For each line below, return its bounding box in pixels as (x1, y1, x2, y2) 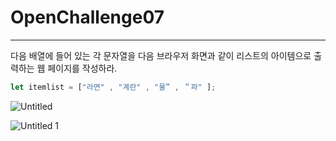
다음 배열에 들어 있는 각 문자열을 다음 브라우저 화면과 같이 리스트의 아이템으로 (10, 49, 312, 61)
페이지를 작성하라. (47, 62, 118, 74)
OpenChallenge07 (10, 6, 165, 29)
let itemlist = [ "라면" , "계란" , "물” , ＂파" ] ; (10, 82, 217, 92)
